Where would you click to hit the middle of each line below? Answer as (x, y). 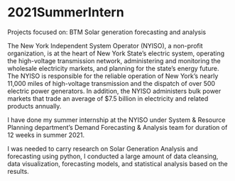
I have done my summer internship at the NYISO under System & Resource (116, 120)
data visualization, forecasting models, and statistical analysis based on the (118, 163)
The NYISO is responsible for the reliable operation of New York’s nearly (113, 76)
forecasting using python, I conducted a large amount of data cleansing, (113, 156)
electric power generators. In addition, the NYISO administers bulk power (114, 91)
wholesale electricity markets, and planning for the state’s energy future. (113, 68)
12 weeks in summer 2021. (46, 135)
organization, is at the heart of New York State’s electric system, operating (116, 53)
